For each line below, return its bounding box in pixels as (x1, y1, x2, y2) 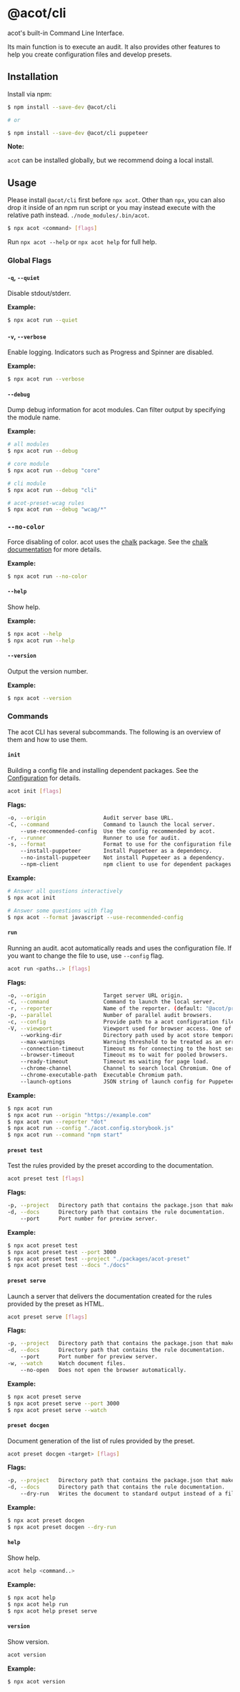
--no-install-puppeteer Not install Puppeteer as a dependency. (20, 854, 225, 861)
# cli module (7, 480, 46, 487)
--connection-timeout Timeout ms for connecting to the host (20, 1045, 222, 1052)
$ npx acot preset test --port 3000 (7, 1248, 116, 1256)
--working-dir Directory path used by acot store (20, 1031, 209, 1038)
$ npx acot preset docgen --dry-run (7, 1523, 116, 1531)
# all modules (7, 441, 50, 448)
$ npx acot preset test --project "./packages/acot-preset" (7, 1255, 191, 1262)
